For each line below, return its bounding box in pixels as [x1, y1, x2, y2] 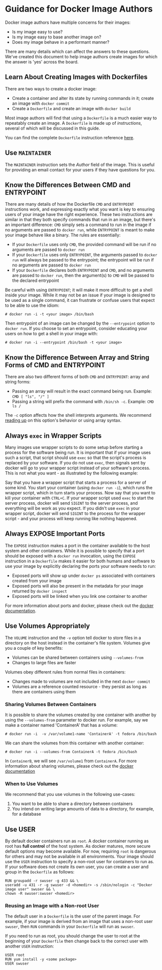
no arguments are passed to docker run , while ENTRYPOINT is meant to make [5, 227, 155, 233]
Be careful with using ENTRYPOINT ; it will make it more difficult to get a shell [5, 287, 153, 293]
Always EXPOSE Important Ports [5, 530, 105, 538]
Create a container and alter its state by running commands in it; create [12, 95, 154, 101]
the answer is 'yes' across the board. [5, 59, 79, 65]
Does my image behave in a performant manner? [12, 39, 110, 45]
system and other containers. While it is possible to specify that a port [5, 547, 145, 554]
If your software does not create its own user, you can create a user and [5, 864, 149, 870]
